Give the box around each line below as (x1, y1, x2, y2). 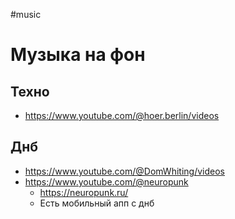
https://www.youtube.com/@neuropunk (24, 175, 189, 188)
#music (10, 9, 42, 20)
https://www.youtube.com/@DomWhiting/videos (24, 165, 225, 177)
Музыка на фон (10, 44, 146, 66)
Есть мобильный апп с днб (39, 197, 155, 209)
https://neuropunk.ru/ (39, 186, 129, 198)
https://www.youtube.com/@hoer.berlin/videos (24, 110, 220, 121)
